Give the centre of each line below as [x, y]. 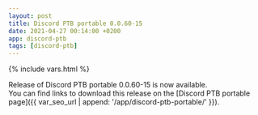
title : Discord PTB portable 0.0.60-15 [76, 23]
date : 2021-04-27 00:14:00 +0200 [65, 31]
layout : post [30, 16]
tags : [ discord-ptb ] [43, 46]
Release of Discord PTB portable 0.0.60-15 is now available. [108, 85]
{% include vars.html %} [49, 69]
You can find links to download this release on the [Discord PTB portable [129, 93]
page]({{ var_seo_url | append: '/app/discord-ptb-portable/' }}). [114, 102]
